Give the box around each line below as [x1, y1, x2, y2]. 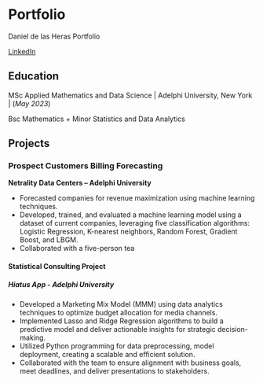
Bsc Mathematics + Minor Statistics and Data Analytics [8, 114, 186, 123]
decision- [217, 325, 249, 333]
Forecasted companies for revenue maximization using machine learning [19, 193, 255, 203]
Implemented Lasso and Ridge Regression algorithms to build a [19, 316, 224, 326]
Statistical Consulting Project [8, 262, 106, 271]
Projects [8, 137, 50, 150]
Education [8, 69, 60, 83]
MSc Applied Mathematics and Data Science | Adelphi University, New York [8, 90, 253, 100]
